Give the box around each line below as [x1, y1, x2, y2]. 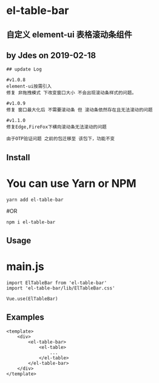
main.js [6, 260, 44, 274]
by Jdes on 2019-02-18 [6, 50, 96, 61]
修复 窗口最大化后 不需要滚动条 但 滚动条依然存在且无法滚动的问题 [6, 107, 153, 113]
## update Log [6, 66, 42, 73]
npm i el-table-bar [6, 219, 56, 225]
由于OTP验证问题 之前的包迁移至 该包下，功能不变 [6, 136, 115, 142]
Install [6, 152, 30, 163]
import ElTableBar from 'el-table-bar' [6, 280, 107, 286]
